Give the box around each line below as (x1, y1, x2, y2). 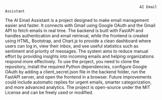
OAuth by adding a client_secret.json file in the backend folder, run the (5, 69, 146, 75)
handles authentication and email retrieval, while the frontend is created (5, 33, 148, 38)
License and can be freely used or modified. (5, 90, 94, 95)
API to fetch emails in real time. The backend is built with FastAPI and (5, 28, 144, 33)
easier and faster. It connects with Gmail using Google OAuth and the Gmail (5, 22, 156, 28)
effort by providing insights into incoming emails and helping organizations (5, 53, 154, 59)
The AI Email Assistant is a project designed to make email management (5, 17, 149, 23)
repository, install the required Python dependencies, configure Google (5, 64, 147, 69)
